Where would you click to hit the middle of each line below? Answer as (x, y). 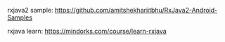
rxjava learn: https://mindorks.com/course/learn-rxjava (87, 31)
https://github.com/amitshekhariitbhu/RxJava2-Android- (136, 10)
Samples (20, 17)
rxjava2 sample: (30, 10)
